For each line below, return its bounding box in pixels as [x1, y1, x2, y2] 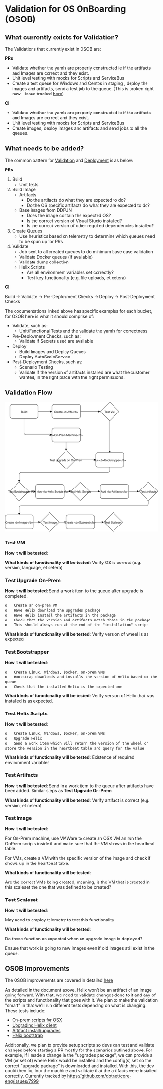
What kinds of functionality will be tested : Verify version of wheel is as [5, 631, 149, 637]
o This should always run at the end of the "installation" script [5, 622, 149, 628]
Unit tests [19, 181, 39, 187]
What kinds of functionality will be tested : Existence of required [5, 754, 135, 760]
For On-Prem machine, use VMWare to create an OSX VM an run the [5, 835, 142, 841]
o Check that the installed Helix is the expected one [5, 684, 123, 689]
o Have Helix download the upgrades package [5, 608, 101, 613]
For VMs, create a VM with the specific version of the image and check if [5, 855, 151, 861]
